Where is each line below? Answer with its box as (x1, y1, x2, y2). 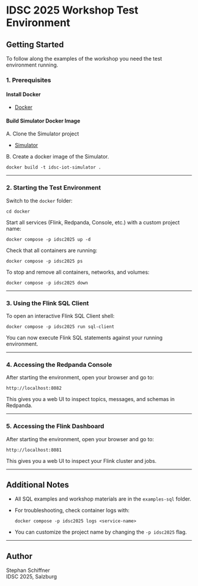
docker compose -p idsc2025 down (6, 280, 88, 286)
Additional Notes (6, 479, 70, 489)
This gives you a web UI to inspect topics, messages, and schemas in (6, 396, 175, 403)
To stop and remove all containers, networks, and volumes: (6, 269, 150, 276)
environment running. (6, 61, 58, 68)
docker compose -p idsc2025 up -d (6, 236, 91, 242)
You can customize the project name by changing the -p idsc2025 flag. (14, 528, 187, 536)
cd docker (6, 208, 31, 214)
